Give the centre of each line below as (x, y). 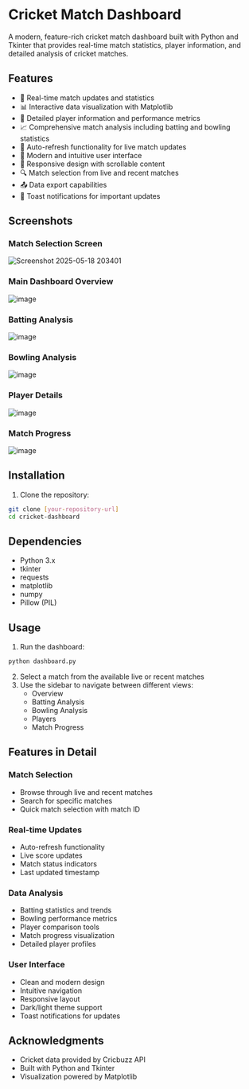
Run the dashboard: (52, 647)
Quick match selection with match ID (80, 809)
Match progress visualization (67, 936)
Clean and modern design (62, 982)
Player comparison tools (59, 927)
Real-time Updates (45, 830)
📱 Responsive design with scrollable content (92, 164)
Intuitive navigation (51, 990)
